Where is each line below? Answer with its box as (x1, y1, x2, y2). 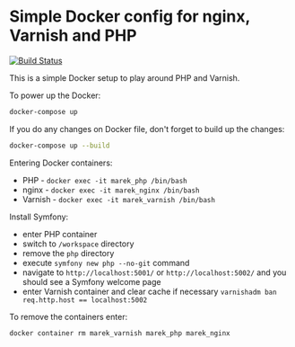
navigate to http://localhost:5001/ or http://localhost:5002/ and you (22, 267, 287, 278)
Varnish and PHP (9, 25, 137, 46)
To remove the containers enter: (9, 311, 128, 322)
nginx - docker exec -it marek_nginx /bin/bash (22, 184, 200, 195)
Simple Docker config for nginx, (9, 6, 251, 27)
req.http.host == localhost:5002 (22, 295, 148, 305)
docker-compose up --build (9, 141, 110, 150)
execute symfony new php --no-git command (22, 257, 190, 268)
